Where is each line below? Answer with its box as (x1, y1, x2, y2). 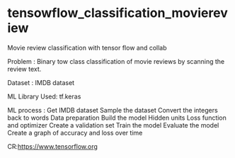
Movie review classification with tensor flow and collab (7, 43, 168, 52)
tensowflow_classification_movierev (7, 5, 228, 21)
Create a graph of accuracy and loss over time (7, 128, 143, 137)
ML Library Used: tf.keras (7, 92, 81, 101)
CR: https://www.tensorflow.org (7, 142, 98, 150)
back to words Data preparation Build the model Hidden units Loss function (7, 113, 227, 122)
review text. (7, 64, 42, 73)
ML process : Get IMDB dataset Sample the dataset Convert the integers (7, 106, 218, 114)
